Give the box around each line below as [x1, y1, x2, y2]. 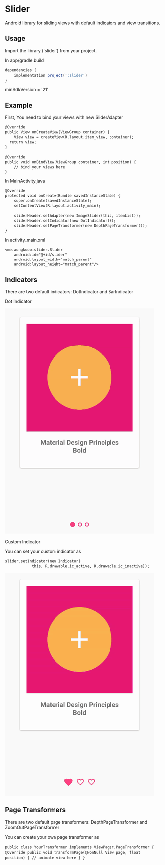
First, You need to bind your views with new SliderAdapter [5, 114, 123, 120]
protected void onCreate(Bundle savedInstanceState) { [5, 193, 121, 198]
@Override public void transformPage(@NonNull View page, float [5, 850, 141, 855]
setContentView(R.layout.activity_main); [14, 203, 101, 208]
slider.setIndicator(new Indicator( [5, 559, 81, 564]
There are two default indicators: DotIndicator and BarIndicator [5, 289, 134, 294]
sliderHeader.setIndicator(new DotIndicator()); [14, 218, 116, 223]
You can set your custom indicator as [5, 548, 81, 554]
